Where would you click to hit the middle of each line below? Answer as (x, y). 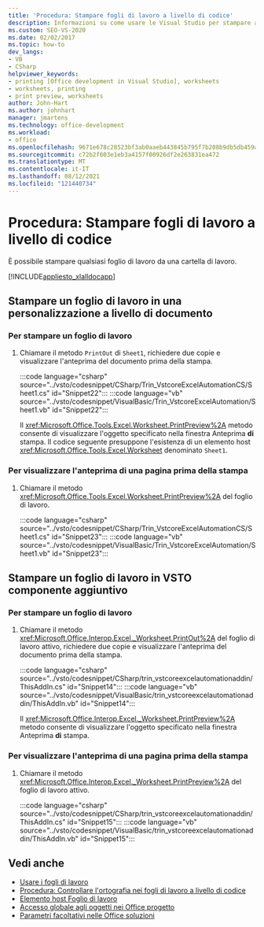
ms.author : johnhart (42, 111)
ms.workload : (29, 132)
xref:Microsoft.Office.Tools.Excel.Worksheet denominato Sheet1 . (123, 450)
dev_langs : (26, 52)
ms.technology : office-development (66, 125)
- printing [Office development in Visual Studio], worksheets (114, 81)
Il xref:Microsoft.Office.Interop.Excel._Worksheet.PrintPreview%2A (127, 719)
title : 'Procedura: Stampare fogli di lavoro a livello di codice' (121, 15)
